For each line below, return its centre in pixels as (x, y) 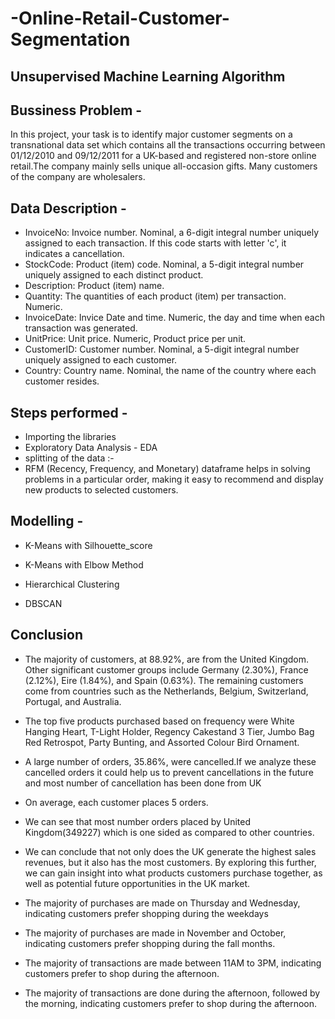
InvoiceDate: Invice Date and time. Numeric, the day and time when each (174, 318)
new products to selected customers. (101, 490)
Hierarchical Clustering (72, 584)
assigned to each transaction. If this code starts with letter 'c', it (155, 243)
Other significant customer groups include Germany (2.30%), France (166, 669)
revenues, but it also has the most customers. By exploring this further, (170, 862)
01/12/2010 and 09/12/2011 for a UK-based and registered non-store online (163, 156)
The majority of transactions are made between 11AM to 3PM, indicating (173, 963)
